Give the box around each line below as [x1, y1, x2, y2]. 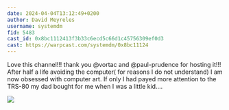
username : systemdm [7, 23, 63, 29]
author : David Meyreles [7, 16, 75, 23]
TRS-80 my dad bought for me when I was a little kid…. [7, 83, 163, 90]
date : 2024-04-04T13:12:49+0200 [7, 10, 99, 17]
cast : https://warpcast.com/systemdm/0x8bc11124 [7, 42, 149, 49]
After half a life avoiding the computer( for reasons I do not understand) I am [7, 68, 223, 76]
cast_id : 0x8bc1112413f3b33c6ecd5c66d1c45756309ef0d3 [7, 36, 165, 42]
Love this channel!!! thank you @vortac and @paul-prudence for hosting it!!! [7, 61, 221, 68]
